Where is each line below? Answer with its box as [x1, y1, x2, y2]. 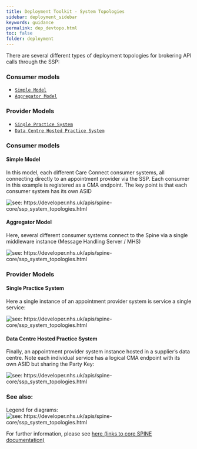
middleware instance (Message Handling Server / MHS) [6, 238, 141, 245]
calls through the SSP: [6, 58, 60, 65]
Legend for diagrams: [6, 406, 59, 413]
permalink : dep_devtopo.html [6, 25, 78, 31]
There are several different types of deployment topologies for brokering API [6, 52, 192, 59]
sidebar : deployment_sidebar [6, 14, 78, 20]
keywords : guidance [6, 19, 54, 25]
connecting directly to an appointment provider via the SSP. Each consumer [6, 175, 190, 182]
